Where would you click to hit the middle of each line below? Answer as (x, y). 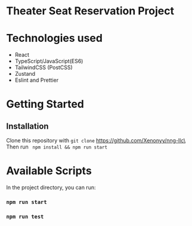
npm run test (25, 216)
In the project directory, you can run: (51, 188)
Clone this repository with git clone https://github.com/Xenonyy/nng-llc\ (96, 141)
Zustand (25, 74)
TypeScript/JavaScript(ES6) (49, 61)
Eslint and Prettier (36, 80)
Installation (27, 126)
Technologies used (55, 38)
